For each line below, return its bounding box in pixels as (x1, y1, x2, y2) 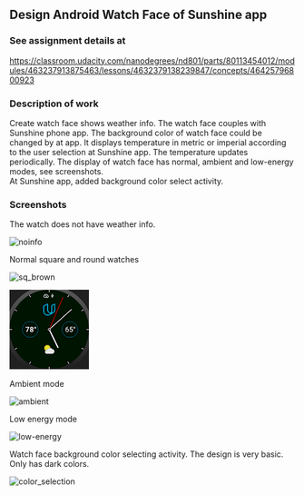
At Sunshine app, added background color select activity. (9, 175, 224, 186)
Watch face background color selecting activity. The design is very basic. (9, 449, 284, 460)
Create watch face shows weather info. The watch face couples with (9, 117, 266, 128)
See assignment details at (9, 35, 126, 47)
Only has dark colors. (9, 459, 90, 470)
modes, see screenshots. (9, 165, 104, 176)
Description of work (9, 97, 99, 110)
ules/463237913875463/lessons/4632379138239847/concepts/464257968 (9, 64, 295, 75)
